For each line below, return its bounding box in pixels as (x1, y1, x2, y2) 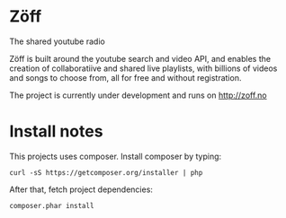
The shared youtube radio (9, 36, 105, 47)
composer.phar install (9, 201, 94, 210)
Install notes (9, 121, 103, 142)
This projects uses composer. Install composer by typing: (9, 151, 222, 161)
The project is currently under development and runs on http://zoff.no (9, 90, 267, 100)
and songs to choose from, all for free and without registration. (9, 72, 242, 83)
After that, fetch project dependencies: (9, 184, 153, 195)
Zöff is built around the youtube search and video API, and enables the (9, 53, 272, 64)
